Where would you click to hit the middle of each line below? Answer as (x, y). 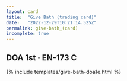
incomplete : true (28, 34)
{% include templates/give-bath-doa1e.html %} (64, 72)
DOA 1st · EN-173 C (42, 58)
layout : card (22, 12)
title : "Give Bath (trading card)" (51, 17)
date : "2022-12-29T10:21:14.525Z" (51, 22)
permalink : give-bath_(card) (42, 28)
